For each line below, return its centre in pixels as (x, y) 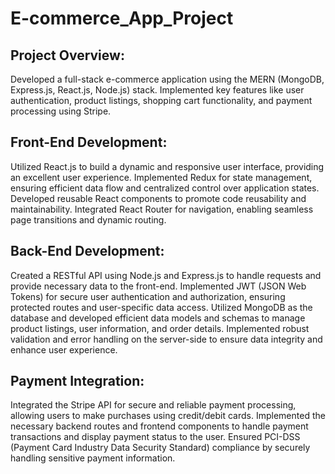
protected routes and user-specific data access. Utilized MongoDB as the (161, 307)
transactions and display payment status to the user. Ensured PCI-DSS (155, 437)
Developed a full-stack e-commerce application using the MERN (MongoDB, (167, 79)
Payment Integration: (77, 381)
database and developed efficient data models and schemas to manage (158, 318)
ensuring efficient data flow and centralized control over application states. (165, 188)
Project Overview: (67, 55)
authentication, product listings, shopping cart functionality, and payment (161, 100)
